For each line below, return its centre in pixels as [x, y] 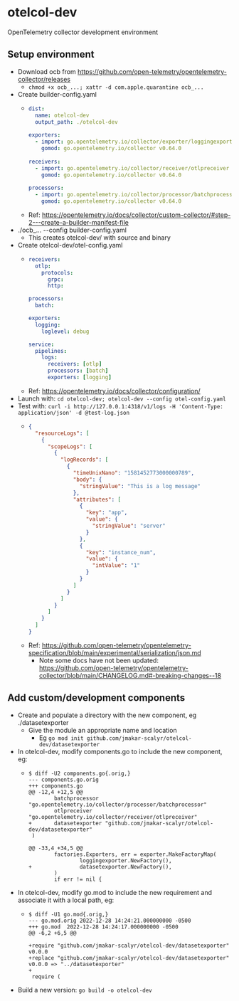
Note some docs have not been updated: [99, 660]
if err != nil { [78, 879]
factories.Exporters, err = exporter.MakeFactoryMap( [135, 854]
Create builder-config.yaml [57, 94]
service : [41, 344]
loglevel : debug [65, 332]
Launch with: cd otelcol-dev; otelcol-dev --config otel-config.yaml [122, 398]
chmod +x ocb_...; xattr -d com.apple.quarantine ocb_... [116, 87]
